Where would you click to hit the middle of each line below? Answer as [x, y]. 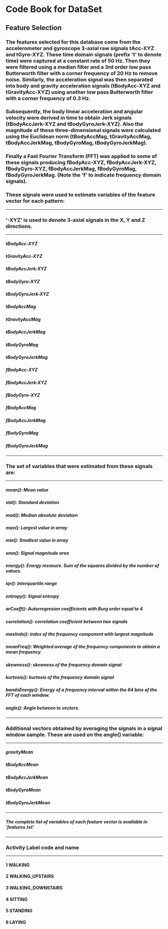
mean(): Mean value [27, 490]
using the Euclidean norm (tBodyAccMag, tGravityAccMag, [79, 137]
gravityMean [19, 752]
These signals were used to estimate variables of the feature [81, 195]
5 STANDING [19, 911]
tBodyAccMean [22, 765]
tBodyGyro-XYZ [23, 281]
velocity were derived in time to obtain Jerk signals [69, 118]
